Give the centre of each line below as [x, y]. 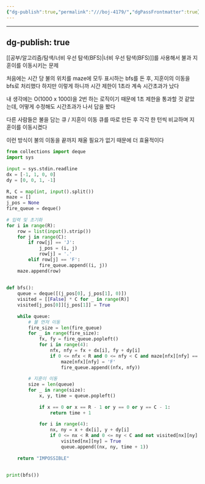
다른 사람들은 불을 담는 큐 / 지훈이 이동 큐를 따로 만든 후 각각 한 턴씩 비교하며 [97, 120]
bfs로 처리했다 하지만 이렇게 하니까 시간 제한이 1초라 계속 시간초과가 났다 [93, 86]
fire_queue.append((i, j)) [73, 265]
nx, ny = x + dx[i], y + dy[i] [90, 430]
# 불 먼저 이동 [44, 322]
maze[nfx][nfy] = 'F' [88, 362]
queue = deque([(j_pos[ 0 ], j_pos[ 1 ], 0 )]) [72, 294]
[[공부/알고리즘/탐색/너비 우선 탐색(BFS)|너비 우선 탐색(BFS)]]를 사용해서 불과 [99, 58]
